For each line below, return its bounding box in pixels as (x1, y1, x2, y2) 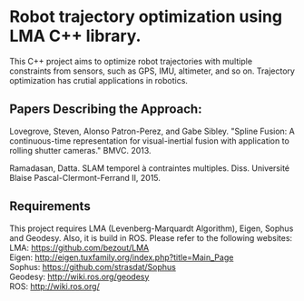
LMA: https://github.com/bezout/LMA (9, 242, 150, 253)
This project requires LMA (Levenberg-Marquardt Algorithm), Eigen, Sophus (9, 223, 294, 234)
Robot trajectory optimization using (9, 6, 283, 27)
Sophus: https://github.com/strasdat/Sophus (9, 261, 177, 272)
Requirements (9, 198, 91, 215)
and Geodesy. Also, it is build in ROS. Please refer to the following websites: (9, 232, 293, 243)
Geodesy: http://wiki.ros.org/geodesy (9, 271, 150, 282)
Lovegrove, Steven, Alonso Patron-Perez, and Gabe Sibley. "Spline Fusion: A (9, 125, 295, 136)
